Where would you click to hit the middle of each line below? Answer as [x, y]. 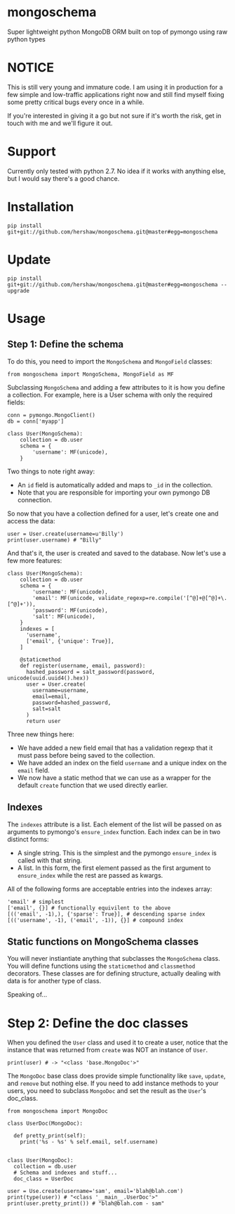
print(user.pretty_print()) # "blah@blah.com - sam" [86, 1203]
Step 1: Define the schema [66, 344]
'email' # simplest [36, 902]
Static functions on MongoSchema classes [103, 941]
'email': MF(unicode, [64, 598]
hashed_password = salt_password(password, [90, 672]
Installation [41, 207]
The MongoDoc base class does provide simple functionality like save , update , [116, 1076]
